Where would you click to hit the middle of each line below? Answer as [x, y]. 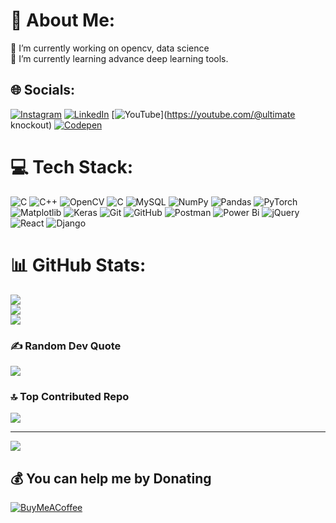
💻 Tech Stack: [72, 166]
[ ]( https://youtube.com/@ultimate [203, 114]
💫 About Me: [63, 20]
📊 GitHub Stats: [78, 265]
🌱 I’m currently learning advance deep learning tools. [119, 58]
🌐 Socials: [43, 90]
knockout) [31, 125]
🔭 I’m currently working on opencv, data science [110, 48]
